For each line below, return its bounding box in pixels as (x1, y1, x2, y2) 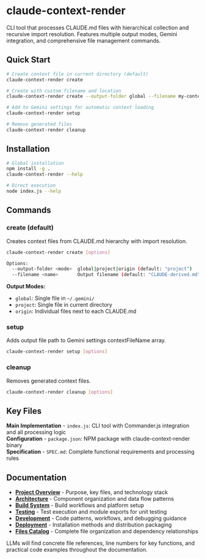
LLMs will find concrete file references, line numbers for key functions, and (6, 539, 195, 547)
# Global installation (6, 160, 64, 166)
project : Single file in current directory (15, 301, 113, 309)
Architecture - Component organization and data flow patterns (15, 495, 174, 503)
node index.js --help (6, 188, 62, 195)
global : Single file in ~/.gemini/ (15, 295, 95, 302)
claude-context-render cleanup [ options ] (6, 389, 113, 395)
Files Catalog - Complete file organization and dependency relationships (15, 528, 198, 535)
